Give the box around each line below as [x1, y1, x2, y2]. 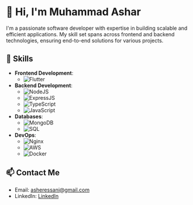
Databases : [14, 113, 43, 120]
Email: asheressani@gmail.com [14, 186, 89, 193]
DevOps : [14, 131, 36, 138]
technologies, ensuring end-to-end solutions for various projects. [6, 37, 164, 44]
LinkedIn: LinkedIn [14, 192, 59, 199]
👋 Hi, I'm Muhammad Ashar [6, 5, 142, 19]
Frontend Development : [14, 70, 74, 77]
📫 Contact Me [6, 168, 60, 178]
